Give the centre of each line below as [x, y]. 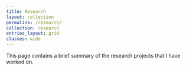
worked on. [20, 62]
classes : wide [24, 39]
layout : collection [30, 17]
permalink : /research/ [34, 22]
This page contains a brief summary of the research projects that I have [93, 56]
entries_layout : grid [33, 34]
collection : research [33, 28]
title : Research [26, 11]
